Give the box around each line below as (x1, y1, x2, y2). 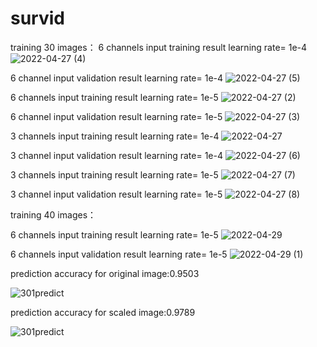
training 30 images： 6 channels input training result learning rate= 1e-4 (10, 41, 308, 53)
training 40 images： (10, 208, 97, 221)
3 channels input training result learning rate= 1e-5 (10, 168, 219, 181)
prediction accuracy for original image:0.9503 (10, 267, 200, 279)
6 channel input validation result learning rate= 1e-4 (10, 72, 224, 84)
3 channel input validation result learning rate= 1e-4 (10, 149, 223, 161)
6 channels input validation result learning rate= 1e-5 (10, 248, 228, 260)
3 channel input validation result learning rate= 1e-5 (10, 188, 223, 200)
